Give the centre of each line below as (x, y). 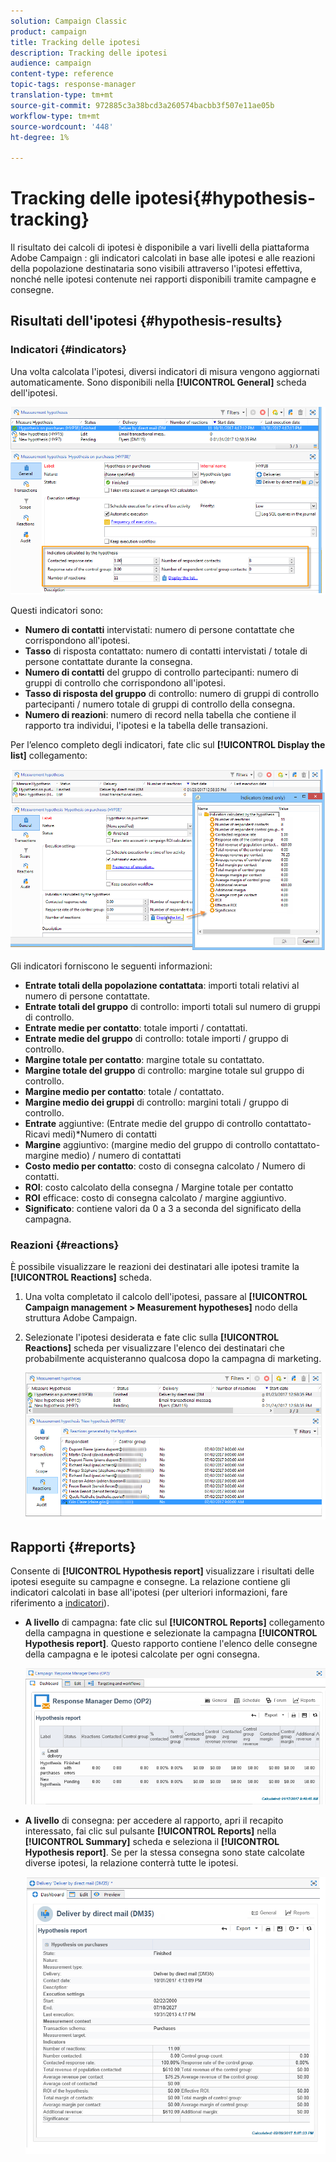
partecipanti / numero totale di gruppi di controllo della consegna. (160, 704)
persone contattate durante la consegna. (108, 661)
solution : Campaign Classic (69, 21)
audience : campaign (51, 63)
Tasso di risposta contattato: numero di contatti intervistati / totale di (166, 651)
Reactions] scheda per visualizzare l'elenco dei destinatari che (154, 1348)
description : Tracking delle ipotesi (89, 53)
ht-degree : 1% (40, 137)
